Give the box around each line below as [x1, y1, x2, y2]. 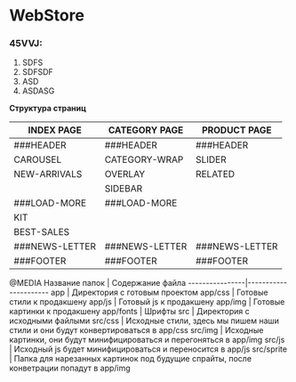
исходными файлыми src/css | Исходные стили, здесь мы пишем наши [9, 315, 280, 326]
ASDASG [21, 85, 55, 96]
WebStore [9, 5, 84, 26]
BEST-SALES [13, 226, 70, 239]
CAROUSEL [13, 153, 62, 166]
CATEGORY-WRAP [104, 153, 184, 166]
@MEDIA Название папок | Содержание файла [9, 278, 187, 289]
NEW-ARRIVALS [13, 168, 83, 181]
